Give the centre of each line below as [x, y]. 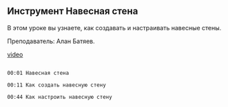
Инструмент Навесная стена [73, 11]
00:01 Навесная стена [38, 73]
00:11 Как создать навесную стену [57, 85]
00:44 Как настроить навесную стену [60, 97]
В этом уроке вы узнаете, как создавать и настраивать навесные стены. [114, 27]
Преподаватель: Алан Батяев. [51, 41]
